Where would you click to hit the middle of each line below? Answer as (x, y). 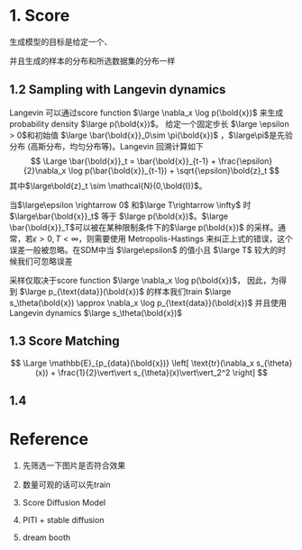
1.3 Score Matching (64, 342)
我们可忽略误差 (45, 261)
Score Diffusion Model (64, 502)
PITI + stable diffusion (63, 519)
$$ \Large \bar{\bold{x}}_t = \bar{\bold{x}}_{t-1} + (123, 161)
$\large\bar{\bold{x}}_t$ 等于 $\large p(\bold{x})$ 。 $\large (119, 216)
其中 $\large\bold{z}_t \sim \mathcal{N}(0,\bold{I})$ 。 (108, 185)
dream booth (46, 537)
